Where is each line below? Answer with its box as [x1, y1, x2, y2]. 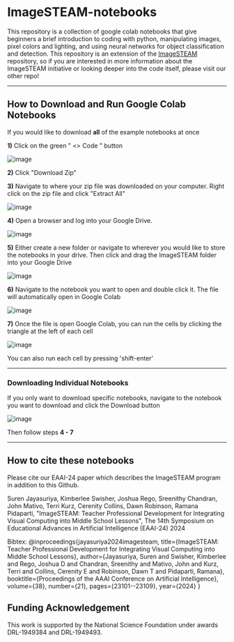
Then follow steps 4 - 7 [7, 428, 74, 436]
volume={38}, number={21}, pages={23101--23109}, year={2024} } [7, 581, 201, 590]
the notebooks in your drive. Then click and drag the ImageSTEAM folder [7, 250, 217, 259]
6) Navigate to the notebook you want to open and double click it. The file [7, 285, 219, 293]
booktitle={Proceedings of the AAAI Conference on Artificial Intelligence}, [7, 574, 219, 583]
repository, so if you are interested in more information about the [7, 56, 193, 65]
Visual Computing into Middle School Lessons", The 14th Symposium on [7, 517, 214, 525]
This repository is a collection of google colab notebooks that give [7, 27, 197, 36]
